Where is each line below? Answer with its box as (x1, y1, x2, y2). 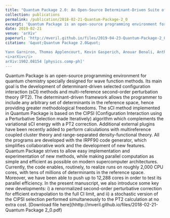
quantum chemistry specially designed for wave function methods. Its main (5, 78, 162, 84)
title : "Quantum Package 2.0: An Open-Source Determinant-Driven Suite (5, 7, 159, 13)
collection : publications (5, 12, 60, 17)
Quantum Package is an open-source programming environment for (5, 73, 147, 79)
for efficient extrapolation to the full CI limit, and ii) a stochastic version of (5, 191, 158, 197)
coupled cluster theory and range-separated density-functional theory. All (5, 132, 160, 138)
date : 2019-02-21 (5, 26, 42, 31)
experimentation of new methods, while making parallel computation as (5, 153, 154, 159)
